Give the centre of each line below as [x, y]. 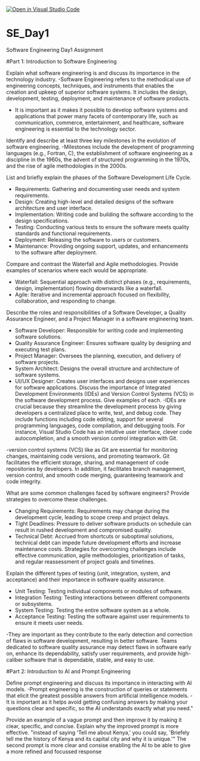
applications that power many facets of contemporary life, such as [96, 116]
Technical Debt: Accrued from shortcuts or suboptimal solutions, [94, 536]
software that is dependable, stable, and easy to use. [90, 660]
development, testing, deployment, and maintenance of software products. [98, 98]
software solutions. [39, 337]
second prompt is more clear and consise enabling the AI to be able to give [99, 745]
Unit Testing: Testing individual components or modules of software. [99, 591]
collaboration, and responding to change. [65, 301]
